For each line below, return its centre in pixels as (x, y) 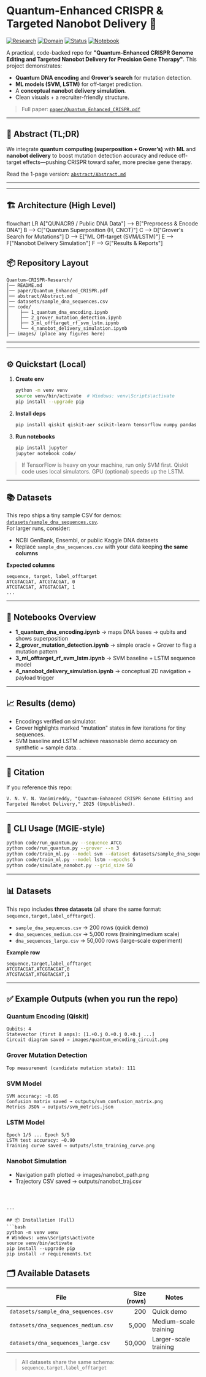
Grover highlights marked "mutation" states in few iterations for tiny (100, 728)
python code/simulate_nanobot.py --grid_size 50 (70, 865)
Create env (29, 379)
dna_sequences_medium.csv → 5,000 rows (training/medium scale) (97, 934)
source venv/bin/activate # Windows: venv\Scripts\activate (95, 396)
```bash (16, 1227)
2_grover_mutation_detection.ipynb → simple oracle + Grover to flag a (106, 645)
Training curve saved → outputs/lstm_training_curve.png (81, 1146)
